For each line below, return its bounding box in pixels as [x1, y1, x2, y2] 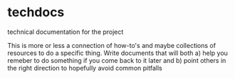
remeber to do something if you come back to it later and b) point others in [7, 56, 226, 64]
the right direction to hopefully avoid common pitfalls [7, 63, 162, 72]
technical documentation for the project [7, 28, 124, 36]
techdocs [7, 4, 65, 20]
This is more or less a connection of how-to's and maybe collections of [7, 41, 216, 49]
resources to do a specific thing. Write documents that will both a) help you [7, 49, 228, 57]
